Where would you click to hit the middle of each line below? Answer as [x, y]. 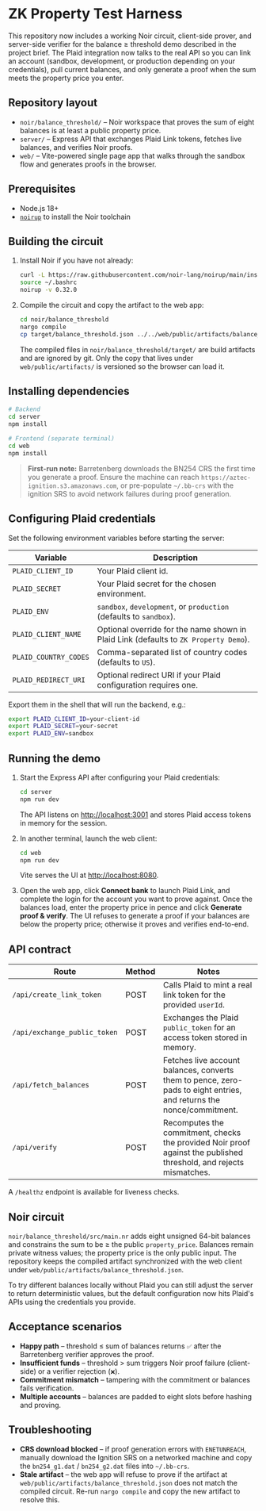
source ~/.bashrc [48, 282]
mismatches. [187, 1172]
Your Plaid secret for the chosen [157, 584]
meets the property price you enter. [66, 78]
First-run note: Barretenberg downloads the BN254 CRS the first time [141, 468]
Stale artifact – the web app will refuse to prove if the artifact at [123, 1474]
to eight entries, [213, 1090]
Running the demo [55, 758]
